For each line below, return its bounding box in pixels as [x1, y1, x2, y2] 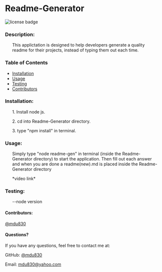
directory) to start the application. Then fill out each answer [33, 156, 152, 162]
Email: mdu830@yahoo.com [5, 261, 61, 267]
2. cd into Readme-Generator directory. [12, 118, 91, 124]
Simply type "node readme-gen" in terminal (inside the [12, 151, 121, 157]
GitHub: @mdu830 [5, 252, 43, 257]
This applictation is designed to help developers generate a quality [12, 42, 145, 48]
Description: [5, 31, 35, 38]
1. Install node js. [12, 109, 45, 114]
